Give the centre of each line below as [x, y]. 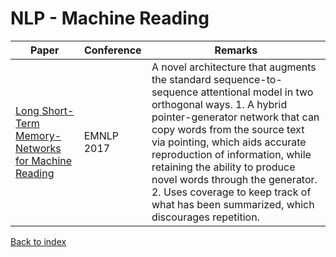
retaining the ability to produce [223, 167]
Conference [112, 50]
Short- [58, 110]
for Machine [44, 160]
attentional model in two [257, 92]
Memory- [38, 135]
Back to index [38, 241]
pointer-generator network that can [235, 117]
